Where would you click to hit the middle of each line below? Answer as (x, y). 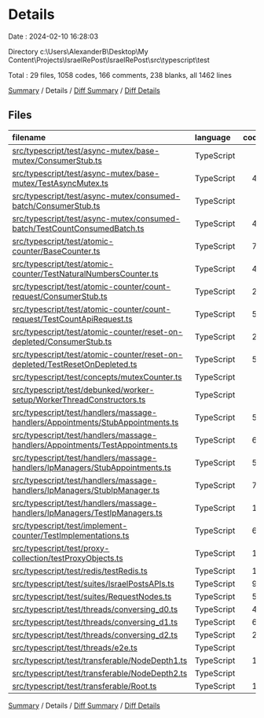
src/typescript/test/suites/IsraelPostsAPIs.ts (93, 583)
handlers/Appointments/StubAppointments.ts (95, 422)
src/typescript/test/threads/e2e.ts (75, 647)
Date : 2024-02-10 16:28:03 (53, 36)
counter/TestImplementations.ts (71, 535)
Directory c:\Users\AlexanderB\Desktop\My (78, 51)
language (213, 137)
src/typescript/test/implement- (70, 525)
